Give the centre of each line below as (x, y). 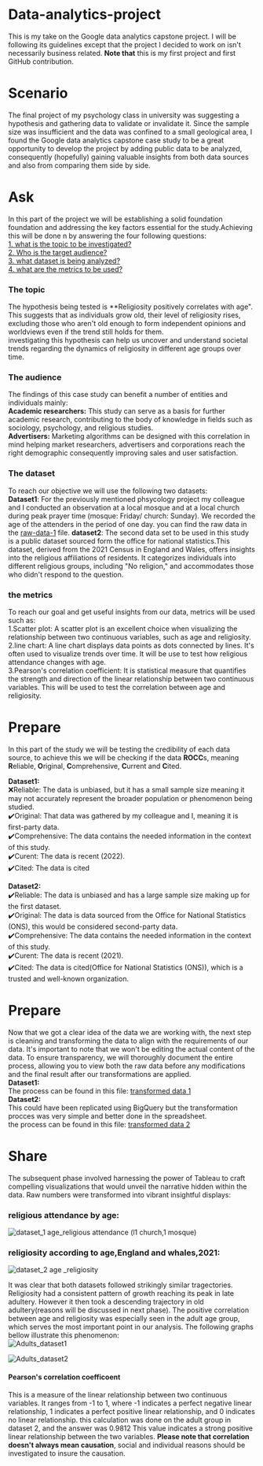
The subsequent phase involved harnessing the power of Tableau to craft (127, 1178)
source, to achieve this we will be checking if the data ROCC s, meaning (124, 757)
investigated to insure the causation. (67, 1453)
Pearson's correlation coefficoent (64, 1377)
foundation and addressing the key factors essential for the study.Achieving (131, 227)
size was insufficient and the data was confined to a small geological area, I (130, 132)
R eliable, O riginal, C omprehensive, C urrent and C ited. (95, 766)
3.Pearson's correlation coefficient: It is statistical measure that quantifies (127, 670)
